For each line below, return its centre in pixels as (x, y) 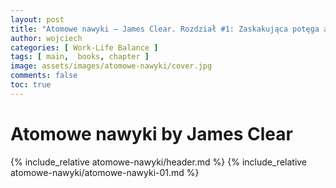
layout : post (37, 19)
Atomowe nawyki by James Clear (151, 133)
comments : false (44, 76)
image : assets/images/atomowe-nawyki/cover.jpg (111, 66)
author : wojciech (46, 38)
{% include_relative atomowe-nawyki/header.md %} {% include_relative (159, 162)
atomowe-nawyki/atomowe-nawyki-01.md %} (105, 172)
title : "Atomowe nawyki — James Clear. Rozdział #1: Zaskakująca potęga (165, 29)
